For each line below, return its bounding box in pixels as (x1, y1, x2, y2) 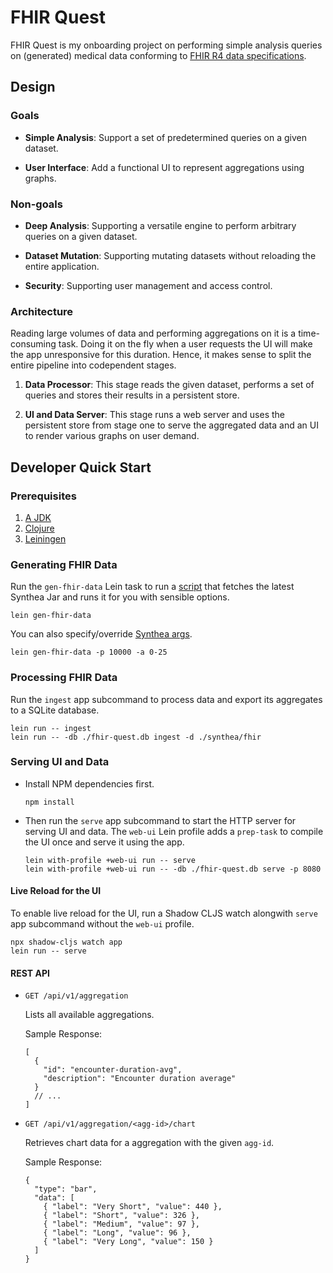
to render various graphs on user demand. (24, 430, 200, 442)
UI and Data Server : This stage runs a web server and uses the (24, 409, 286, 421)
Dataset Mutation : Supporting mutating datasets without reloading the (24, 249, 317, 261)
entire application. (24, 260, 100, 272)
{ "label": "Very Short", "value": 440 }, (43, 1202, 223, 1212)
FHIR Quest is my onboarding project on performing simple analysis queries (10, 39, 323, 51)
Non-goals (10, 197, 63, 211)
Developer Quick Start (10, 459, 152, 476)
